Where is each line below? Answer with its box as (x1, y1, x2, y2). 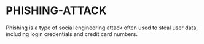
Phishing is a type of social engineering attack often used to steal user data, (6, 24, 198, 31)
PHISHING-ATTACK (6, 4, 107, 18)
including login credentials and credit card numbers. (6, 30, 138, 37)
